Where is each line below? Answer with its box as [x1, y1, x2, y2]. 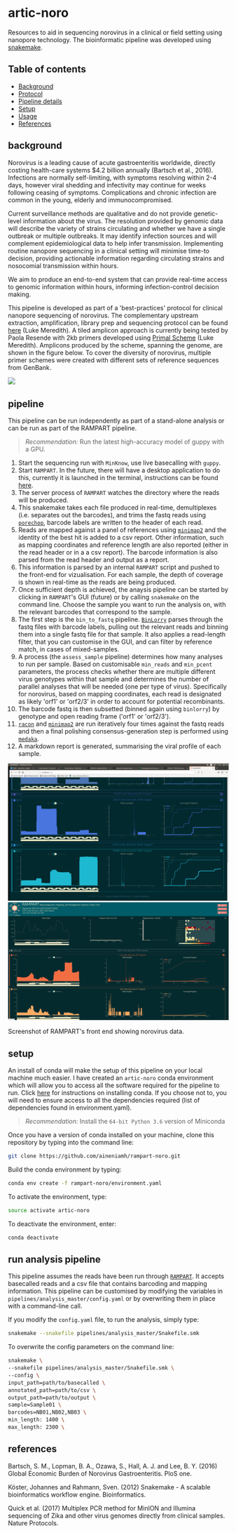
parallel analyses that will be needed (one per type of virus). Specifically [18, 682, 227, 691]
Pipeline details [18, 97, 62, 105]
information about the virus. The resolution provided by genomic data [22, 216, 223, 225]
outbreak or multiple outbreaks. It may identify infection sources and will [8, 232, 217, 240]
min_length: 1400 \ [8, 1416, 65, 1423]
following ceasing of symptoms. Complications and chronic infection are [8, 188, 216, 197]
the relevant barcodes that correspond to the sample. [18, 608, 172, 616]
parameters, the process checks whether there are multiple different [18, 668, 216, 676]
